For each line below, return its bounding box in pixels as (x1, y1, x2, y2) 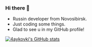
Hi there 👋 (5, 4, 30, 11)
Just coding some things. (12, 21, 66, 27)
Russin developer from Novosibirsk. (12, 16, 87, 22)
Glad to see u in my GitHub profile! (12, 26, 84, 32)
